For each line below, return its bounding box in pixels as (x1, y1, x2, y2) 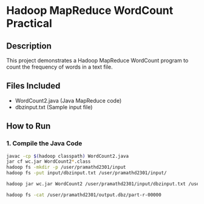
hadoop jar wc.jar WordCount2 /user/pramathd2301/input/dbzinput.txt (6, 181, 186, 187)
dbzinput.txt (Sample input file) (15, 103, 93, 110)
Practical (6, 16, 53, 30)
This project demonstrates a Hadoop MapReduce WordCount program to (6, 57, 189, 64)
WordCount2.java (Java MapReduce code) (15, 97, 122, 104)
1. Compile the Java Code (6, 139, 83, 148)
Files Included (6, 81, 61, 91)
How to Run (6, 121, 51, 131)
